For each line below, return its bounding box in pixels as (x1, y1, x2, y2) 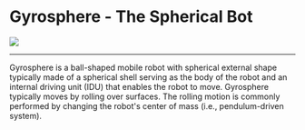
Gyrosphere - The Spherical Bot (9, 6, 253, 27)
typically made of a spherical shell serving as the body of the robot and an (9, 71, 288, 83)
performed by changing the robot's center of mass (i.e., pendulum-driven (9, 100, 284, 111)
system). (9, 110, 43, 121)
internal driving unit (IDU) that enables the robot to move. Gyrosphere (9, 81, 270, 92)
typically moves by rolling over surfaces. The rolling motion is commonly (9, 91, 280, 102)
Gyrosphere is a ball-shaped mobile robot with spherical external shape (9, 62, 278, 73)
